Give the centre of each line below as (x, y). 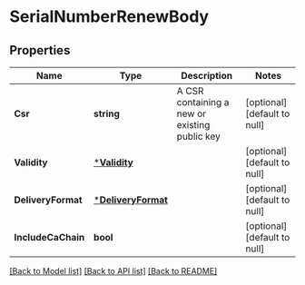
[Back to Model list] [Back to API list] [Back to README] (113, 271)
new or (192, 113)
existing (193, 125)
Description (207, 76)
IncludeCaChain (49, 237)
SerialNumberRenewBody (109, 17)
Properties (40, 50)
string (107, 113)
